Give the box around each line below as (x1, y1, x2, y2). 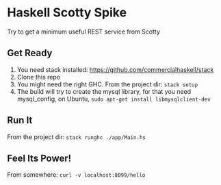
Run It (7, 114, 33, 126)
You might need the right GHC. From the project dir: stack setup (16, 80, 198, 88)
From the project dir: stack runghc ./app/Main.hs (7, 132, 146, 141)
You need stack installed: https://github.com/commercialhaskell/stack (16, 65, 214, 73)
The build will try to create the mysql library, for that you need (16, 87, 192, 95)
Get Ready (7, 47, 53, 59)
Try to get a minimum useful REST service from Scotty (7, 27, 161, 36)
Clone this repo (16, 73, 60, 81)
